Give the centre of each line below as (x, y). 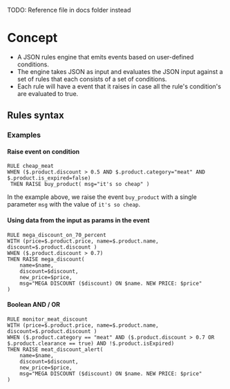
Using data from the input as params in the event (78, 220)
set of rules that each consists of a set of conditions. (92, 79)
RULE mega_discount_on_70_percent (57, 235)
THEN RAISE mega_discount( (46, 259)
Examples (24, 135)
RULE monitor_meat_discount (48, 319)
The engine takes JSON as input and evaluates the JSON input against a (120, 71)
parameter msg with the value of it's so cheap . (74, 205)
